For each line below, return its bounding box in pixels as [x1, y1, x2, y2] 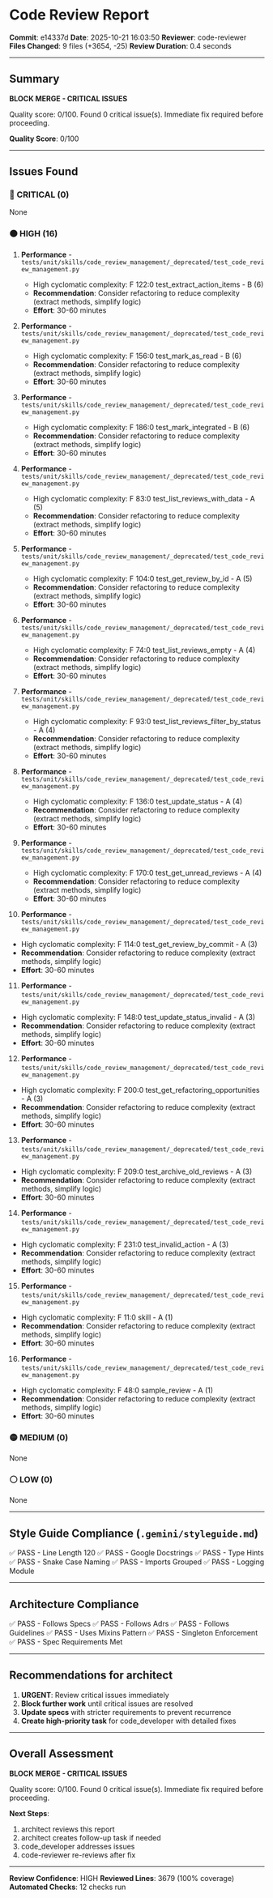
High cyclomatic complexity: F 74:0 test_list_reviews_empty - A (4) [32, 645, 256, 655]
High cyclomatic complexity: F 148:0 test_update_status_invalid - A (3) [20, 1012, 256, 1022]
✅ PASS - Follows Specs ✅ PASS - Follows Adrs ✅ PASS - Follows [9, 1619, 230, 1628]
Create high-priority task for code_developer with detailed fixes [20, 1716, 237, 1725]
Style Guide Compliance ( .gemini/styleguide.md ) [9, 1526, 258, 1540]
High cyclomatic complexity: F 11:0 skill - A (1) [20, 1312, 173, 1322]
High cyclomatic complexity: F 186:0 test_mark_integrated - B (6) [32, 422, 250, 432]
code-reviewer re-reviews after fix [20, 1849, 136, 1860]
